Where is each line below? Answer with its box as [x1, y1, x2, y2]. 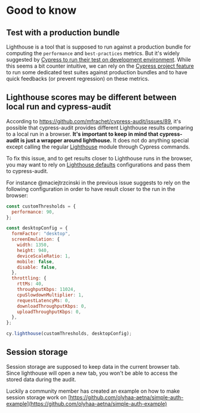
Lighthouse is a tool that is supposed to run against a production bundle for [6, 43, 191, 50]
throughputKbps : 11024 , [17, 287, 76, 293]
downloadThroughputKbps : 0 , [17, 303, 87, 309]
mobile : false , [17, 259, 55, 265]
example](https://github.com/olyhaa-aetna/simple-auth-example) [6, 400, 167, 407]
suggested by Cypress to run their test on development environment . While [6, 56, 191, 63]
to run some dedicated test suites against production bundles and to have [6, 69, 187, 75]
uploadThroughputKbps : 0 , [17, 309, 82, 315]
